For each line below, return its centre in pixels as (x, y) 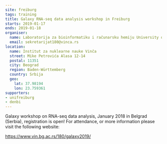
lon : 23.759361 (30, 88)
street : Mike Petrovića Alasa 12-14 (47, 56)
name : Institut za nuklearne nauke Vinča (53, 51)
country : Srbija (26, 74)
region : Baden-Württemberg (38, 70)
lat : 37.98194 (29, 83)
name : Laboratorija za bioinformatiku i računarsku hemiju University (84, 38)
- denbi (13, 102)
